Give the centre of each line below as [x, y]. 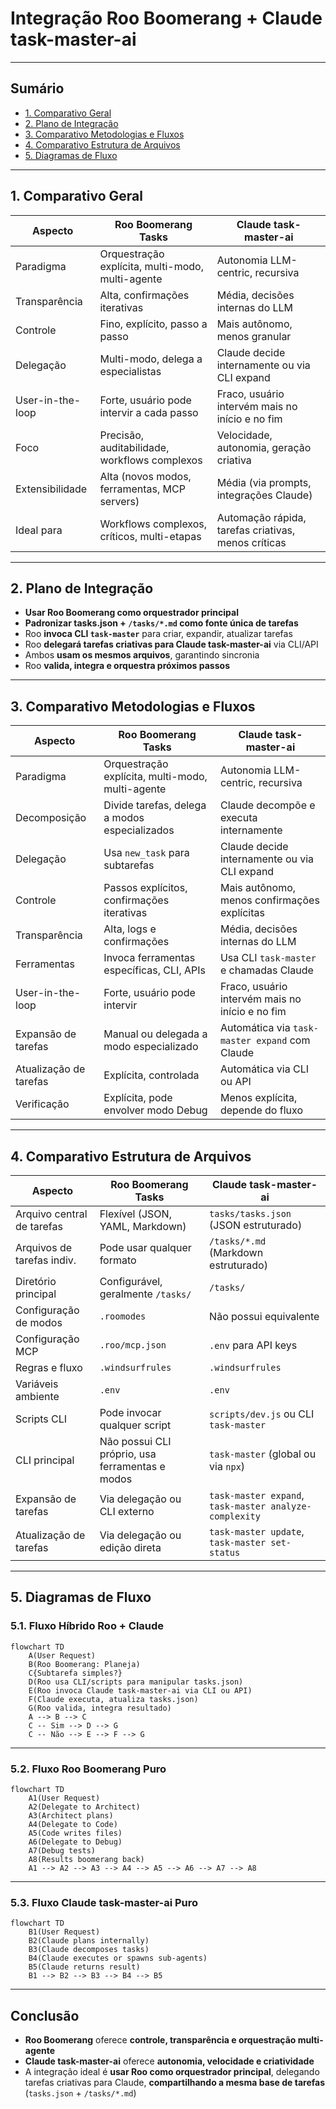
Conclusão [45, 2015]
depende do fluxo [261, 1110]
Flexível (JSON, [135, 1214]
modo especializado [151, 1047]
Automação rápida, [261, 517]
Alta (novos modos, [145, 476]
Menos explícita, [258, 1098]
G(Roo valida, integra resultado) [100, 1708]
